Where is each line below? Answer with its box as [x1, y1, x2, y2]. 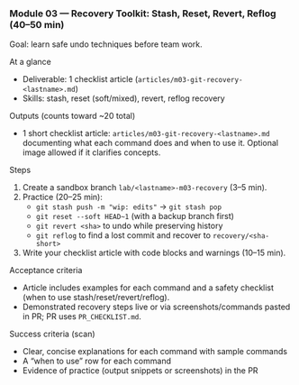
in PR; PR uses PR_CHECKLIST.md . [22, 311, 141, 322]
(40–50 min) [9, 18, 65, 31]
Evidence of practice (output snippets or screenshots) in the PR [22, 365, 258, 376]
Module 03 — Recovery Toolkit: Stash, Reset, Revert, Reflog [9, 7, 276, 20]
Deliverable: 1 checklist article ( [22, 74, 139, 85]
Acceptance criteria [9, 265, 83, 276]
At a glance [9, 57, 51, 68]
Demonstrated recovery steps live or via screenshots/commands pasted [22, 301, 291, 313]
